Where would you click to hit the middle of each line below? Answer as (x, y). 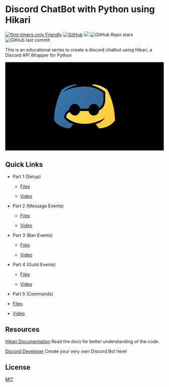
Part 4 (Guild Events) (34, 265)
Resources (22, 329)
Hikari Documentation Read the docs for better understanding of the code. (82, 342)
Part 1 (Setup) (27, 177)
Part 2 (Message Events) (38, 206)
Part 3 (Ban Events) (32, 235)
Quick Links (24, 164)
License (18, 367)
